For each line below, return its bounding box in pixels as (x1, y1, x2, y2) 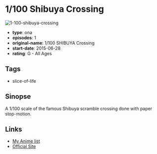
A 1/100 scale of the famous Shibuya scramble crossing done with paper (5, 105, 152, 111)
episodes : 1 (12, 35, 36, 41)
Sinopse (5, 93, 31, 101)
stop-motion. (5, 110, 32, 117)
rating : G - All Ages (12, 51, 52, 56)
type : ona (12, 29, 33, 35)
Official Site (12, 144, 36, 150)
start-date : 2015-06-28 (12, 45, 61, 51)
